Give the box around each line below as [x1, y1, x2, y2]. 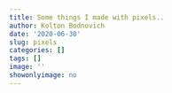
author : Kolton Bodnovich [9, 21, 105, 30]
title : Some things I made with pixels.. [9, 12, 165, 22]
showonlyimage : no [9, 71, 77, 80]
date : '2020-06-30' [9, 29, 82, 38]
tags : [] [9, 54, 42, 63]
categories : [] [9, 46, 66, 55]
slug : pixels [9, 37, 58, 47]
